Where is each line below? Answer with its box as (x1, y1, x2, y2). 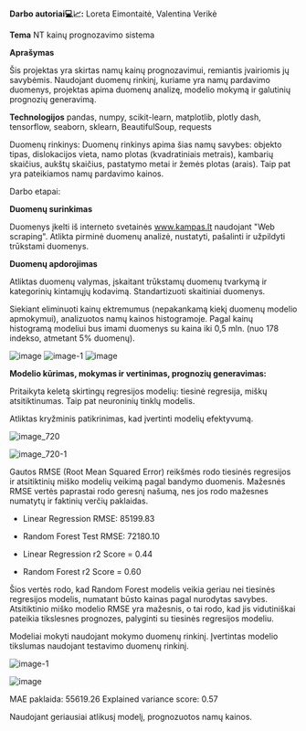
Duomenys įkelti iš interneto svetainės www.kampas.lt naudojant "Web (9, 221, 276, 232)
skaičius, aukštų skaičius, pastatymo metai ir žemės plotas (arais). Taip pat (9, 159, 290, 169)
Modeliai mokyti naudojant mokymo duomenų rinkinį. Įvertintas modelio (9, 630, 279, 641)
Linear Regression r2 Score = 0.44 (22, 548, 153, 559)
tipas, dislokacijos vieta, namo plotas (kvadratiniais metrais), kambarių (9, 149, 274, 159)
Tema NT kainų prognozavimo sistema (9, 29, 155, 40)
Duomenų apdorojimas (9, 259, 98, 269)
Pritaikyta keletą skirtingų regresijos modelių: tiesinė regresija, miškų (9, 386, 268, 397)
